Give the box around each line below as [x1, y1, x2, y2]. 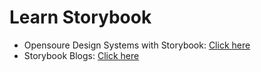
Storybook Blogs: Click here [23, 49, 140, 61]
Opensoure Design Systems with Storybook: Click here [23, 39, 251, 51]
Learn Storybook [9, 6, 152, 29]
